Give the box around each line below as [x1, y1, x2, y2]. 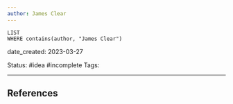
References [7, 87, 58, 99]
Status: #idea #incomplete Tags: [7, 60, 100, 69]
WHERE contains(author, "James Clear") [7, 35, 123, 42]
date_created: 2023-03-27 [7, 47, 83, 55]
